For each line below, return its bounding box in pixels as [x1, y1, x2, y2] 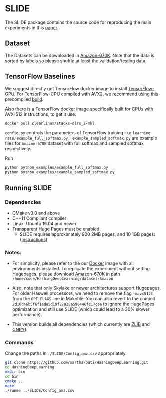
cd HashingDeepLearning [5, 365, 55, 370]
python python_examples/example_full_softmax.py [5, 165, 108, 170]
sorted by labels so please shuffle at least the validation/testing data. [5, 58, 147, 64]
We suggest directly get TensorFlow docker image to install [5, 85, 127, 91]
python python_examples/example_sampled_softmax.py [5, 170, 115, 175]
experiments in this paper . [5, 24, 59, 30]
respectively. [5, 146, 31, 152]
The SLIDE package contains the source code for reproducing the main [5, 19, 152, 25]
